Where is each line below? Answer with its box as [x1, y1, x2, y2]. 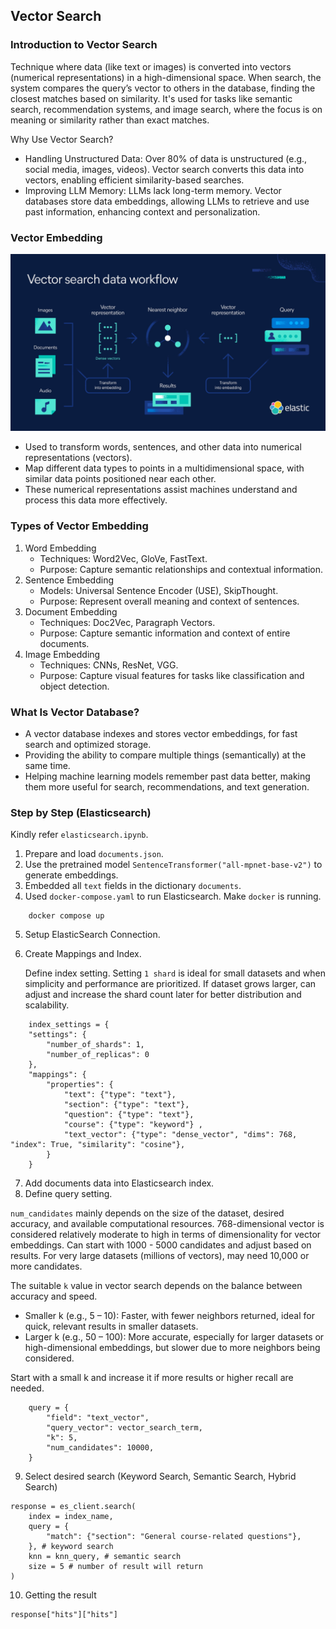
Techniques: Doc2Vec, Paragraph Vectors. [39, 616, 216, 628]
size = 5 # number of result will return [28, 1562, 203, 1572]
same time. [24, 760, 71, 772]
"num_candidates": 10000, [46, 1443, 155, 1453]
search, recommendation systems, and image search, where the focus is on [10, 103, 323, 115]
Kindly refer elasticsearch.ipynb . [10, 829, 149, 841]
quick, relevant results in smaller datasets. [24, 1320, 199, 1333]
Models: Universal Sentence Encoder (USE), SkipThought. [39, 584, 279, 596]
